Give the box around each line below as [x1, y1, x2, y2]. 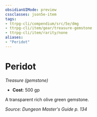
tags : [5, 16, 16, 21]
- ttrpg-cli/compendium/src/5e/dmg [5, 21, 79, 26]
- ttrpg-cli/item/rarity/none [5, 30, 68, 35]
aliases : [5, 35, 23, 40]
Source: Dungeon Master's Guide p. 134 [5, 106, 88, 112]
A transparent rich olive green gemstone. [5, 96, 90, 102]
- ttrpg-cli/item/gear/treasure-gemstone [5, 26, 93, 31]
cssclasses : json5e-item [5, 12, 57, 17]
